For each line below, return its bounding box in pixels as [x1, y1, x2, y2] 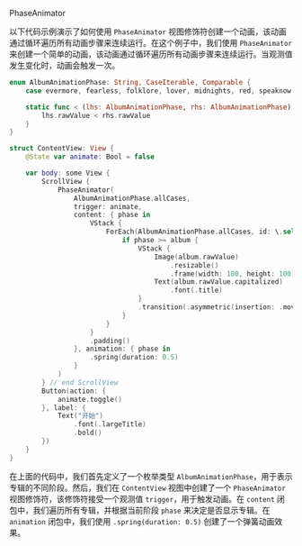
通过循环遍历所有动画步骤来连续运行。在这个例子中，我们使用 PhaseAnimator [9, 38, 293, 48]
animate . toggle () [57, 395, 123, 404]
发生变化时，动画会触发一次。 [9, 60, 120, 70]
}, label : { [41, 403, 87, 413]
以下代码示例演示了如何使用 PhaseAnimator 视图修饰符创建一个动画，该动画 [9, 26, 287, 37]
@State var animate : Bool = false [25, 152, 155, 161]
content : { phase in [73, 211, 151, 220]
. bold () [73, 428, 102, 438]
